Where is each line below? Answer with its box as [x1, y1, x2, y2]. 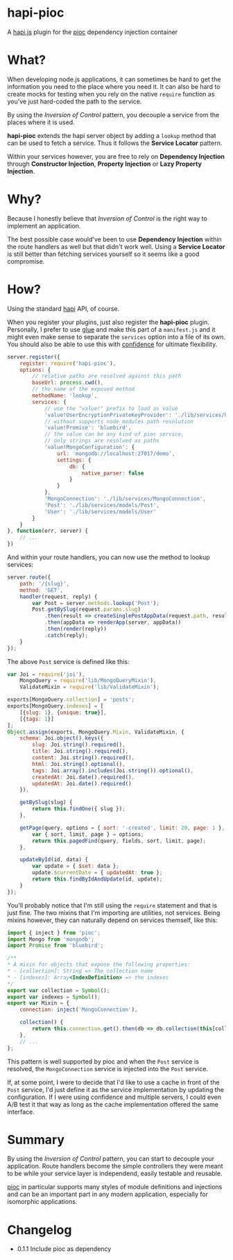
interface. [7, 1107, 35, 1116]
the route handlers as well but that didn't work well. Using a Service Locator [7, 242, 225, 250]
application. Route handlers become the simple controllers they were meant [7, 1162, 223, 1170]
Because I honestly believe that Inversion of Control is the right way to [7, 214, 208, 223]
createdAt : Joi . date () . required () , [32, 774, 135, 781]
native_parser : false [81, 470, 144, 477]
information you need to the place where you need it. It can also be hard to [7, 82, 221, 91]
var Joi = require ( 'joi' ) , [7, 671, 85, 678]
